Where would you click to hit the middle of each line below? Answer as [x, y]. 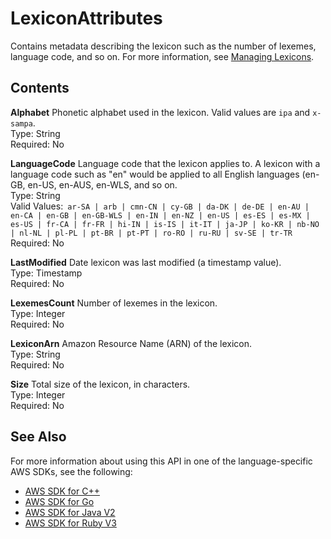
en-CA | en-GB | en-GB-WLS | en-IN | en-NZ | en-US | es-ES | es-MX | [160, 215]
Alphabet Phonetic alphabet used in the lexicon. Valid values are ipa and [160, 112]
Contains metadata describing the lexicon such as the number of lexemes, [163, 46]
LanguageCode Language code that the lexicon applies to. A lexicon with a [165, 163]
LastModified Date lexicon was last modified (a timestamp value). [146, 262]
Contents [40, 88]
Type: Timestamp [46, 273]
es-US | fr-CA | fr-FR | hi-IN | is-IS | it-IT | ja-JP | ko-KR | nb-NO [165, 224]
